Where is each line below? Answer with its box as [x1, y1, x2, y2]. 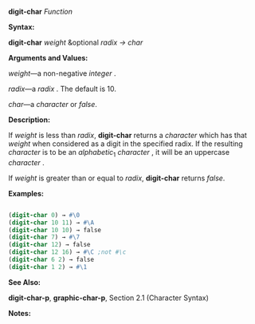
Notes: [8, 308, 32, 318]
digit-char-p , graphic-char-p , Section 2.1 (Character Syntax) [8, 293, 210, 302]
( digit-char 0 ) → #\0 [8, 211, 80, 219]
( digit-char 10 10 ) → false [8, 226, 102, 234]
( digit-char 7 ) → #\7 [8, 233, 80, 242]
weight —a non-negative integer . [8, 69, 116, 78]
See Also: [8, 277, 41, 286]
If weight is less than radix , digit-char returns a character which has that [8, 131, 247, 140]
